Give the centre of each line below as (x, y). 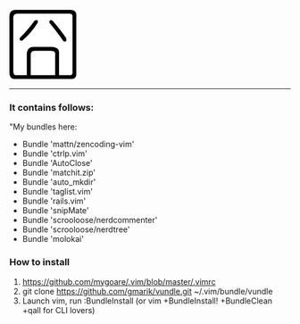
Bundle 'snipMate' (55, 211)
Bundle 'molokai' (53, 239)
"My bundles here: (43, 127)
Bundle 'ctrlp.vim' (54, 154)
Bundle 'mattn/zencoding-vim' (78, 145)
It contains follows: (52, 107)
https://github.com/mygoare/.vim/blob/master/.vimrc (119, 281)
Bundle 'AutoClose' (57, 163)
